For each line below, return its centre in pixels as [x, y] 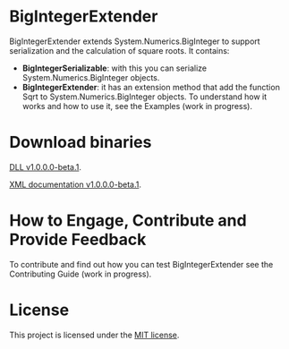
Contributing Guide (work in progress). [81, 274]
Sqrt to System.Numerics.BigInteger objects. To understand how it [144, 97]
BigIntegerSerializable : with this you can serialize [115, 68]
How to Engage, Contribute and [128, 221]
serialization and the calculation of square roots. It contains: [119, 50]
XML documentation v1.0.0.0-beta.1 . [75, 184]
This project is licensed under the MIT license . [94, 335]
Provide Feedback [78, 240]
